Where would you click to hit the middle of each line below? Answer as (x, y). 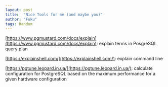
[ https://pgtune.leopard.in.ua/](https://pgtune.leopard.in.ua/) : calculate (79, 68)
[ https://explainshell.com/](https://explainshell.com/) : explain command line (84, 59)
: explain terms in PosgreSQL (127, 44)
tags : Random (19, 24)
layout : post (19, 10)
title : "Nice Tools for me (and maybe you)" (54, 15)
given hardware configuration (36, 79)
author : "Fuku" (21, 19)
